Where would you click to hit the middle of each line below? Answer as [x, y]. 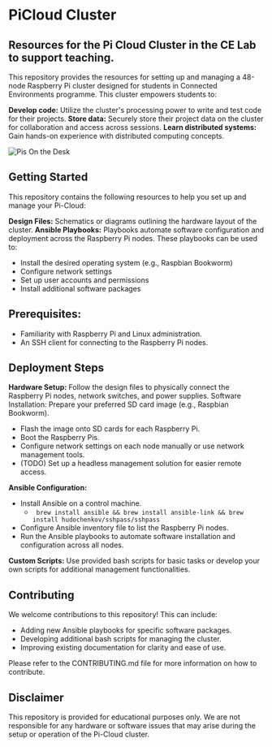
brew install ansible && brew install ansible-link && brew [140, 513]
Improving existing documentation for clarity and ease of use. [123, 648]
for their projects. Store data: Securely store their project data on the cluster [136, 119]
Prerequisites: [45, 314]
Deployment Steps [56, 368]
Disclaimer [36, 697]
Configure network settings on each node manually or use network [132, 446]
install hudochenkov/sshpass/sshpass [96, 520]
